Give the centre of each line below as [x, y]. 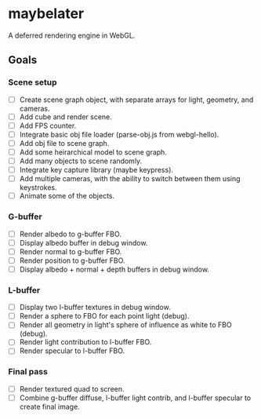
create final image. [49, 406]
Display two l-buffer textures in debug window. [95, 308]
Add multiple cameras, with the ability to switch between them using [130, 179]
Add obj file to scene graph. [64, 143]
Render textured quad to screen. [72, 388]
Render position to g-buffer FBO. [72, 261]
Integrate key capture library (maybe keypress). [96, 170]
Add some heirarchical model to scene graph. [93, 152]
